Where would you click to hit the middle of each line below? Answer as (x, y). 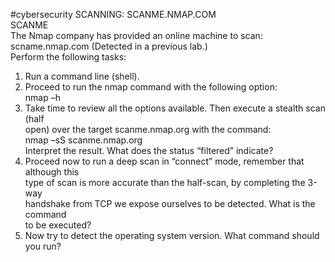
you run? (43, 246)
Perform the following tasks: (68, 57)
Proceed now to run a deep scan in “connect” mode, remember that (164, 161)
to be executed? (58, 225)
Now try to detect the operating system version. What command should (172, 235)
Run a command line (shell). (82, 76)
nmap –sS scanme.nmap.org (83, 140)
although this (52, 172)
